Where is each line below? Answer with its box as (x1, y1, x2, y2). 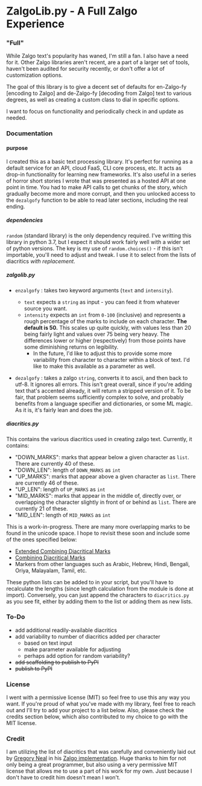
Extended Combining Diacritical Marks (14, 547, 111, 555)
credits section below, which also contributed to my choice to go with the (6, 713, 188, 720)
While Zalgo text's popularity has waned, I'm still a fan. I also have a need (6, 53, 189, 60)
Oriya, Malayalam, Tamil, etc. (14, 567, 87, 574)
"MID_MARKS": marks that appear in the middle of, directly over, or (14, 492, 181, 499)
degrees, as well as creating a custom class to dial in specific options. (6, 96, 180, 103)
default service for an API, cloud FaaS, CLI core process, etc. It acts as (6, 164, 182, 172)
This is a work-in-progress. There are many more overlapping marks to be (6, 523, 191, 530)
